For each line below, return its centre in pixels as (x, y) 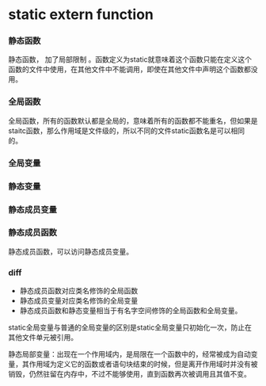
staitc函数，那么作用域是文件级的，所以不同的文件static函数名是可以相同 (127, 130)
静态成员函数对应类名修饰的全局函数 (79, 291)
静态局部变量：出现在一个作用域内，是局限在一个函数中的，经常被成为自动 (129, 354)
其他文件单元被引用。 (43, 338)
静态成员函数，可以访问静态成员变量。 (70, 251)
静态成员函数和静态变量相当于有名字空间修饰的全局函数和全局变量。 (131, 311)
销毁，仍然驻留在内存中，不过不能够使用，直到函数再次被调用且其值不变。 (129, 374)
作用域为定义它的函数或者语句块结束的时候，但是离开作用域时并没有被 (143, 364)
